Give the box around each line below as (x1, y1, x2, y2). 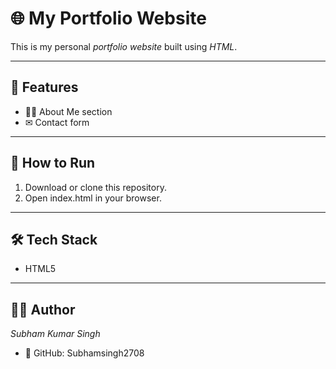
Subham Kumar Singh (10, 328, 101, 340)
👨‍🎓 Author (10, 301, 76, 318)
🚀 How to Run (10, 155, 96, 172)
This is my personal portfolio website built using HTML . (10, 40, 238, 52)
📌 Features (10, 79, 79, 96)
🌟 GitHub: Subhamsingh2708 (24, 347, 145, 359)
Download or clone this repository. (24, 181, 167, 193)
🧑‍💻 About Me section (24, 105, 113, 117)
